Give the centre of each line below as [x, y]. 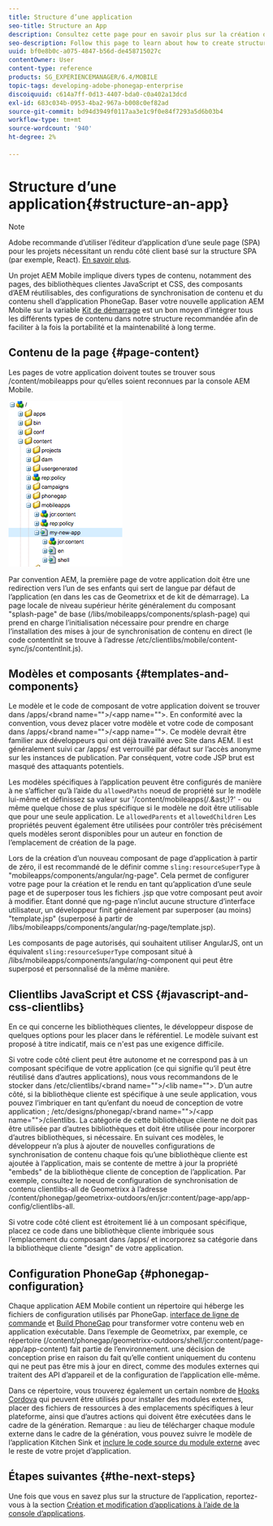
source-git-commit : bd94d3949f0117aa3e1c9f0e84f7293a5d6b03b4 [116, 111]
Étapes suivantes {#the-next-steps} [102, 1477]
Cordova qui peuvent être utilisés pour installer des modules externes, [126, 1399]
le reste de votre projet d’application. [70, 1450]
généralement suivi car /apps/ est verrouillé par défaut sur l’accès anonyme [135, 749]
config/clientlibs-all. [42, 1207]
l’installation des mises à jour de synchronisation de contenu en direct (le [131, 631]
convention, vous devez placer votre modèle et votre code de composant [131, 724]
